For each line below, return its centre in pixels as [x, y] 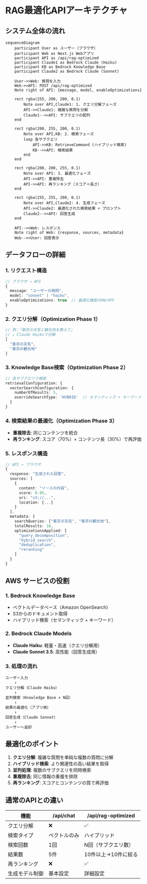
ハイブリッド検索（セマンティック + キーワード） [64, 620]
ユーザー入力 [17, 678]
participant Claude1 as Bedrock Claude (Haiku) [66, 63]
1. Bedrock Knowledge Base [40, 596]
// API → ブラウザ [23, 464]
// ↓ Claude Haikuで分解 [31, 335]
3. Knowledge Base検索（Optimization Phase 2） [67, 368]
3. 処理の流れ [21, 666]
